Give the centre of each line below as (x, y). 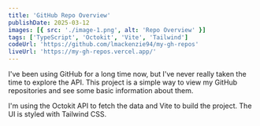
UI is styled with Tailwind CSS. (58, 114)
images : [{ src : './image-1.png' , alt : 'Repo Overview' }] (107, 30)
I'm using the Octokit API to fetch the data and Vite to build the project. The (130, 106)
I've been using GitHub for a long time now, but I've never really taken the (127, 74)
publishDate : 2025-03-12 (49, 23)
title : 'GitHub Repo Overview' (59, 15)
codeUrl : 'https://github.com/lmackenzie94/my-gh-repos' (104, 45)
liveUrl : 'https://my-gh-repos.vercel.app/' (82, 52)
